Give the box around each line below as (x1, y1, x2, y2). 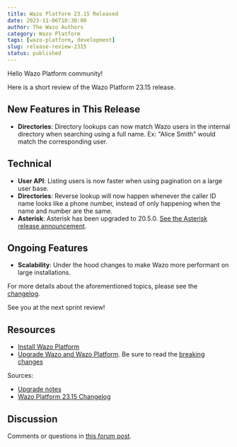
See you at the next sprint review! (7, 303, 105, 312)
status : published (7, 50, 62, 57)
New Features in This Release (7, 103, 140, 115)
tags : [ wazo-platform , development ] (7, 37, 115, 44)
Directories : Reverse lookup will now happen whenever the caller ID (17, 192, 216, 200)
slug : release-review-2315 (7, 43, 87, 50)
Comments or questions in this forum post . (7, 431, 132, 440)
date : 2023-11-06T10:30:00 (7, 17, 87, 24)
